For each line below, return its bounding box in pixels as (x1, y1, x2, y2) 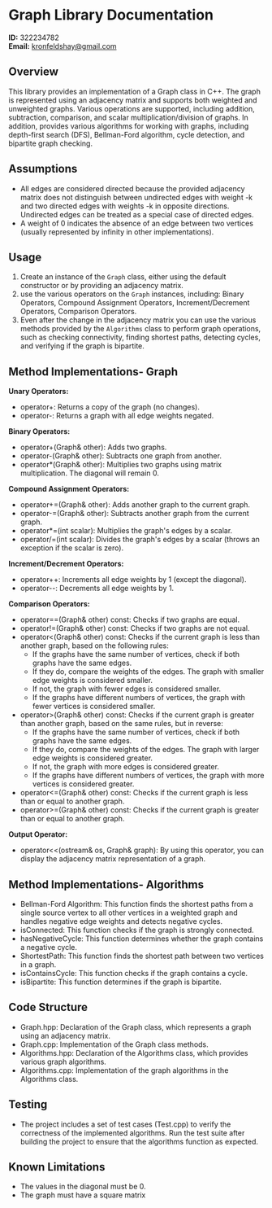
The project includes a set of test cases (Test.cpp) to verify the (19, 1119, 231, 1129)
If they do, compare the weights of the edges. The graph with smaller (32, 667, 265, 676)
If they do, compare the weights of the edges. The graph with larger (32, 745, 260, 755)
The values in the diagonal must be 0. (19, 1182, 146, 1192)
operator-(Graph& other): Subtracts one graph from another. (19, 451, 222, 461)
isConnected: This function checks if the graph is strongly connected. (19, 926, 254, 934)
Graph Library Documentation (8, 6, 214, 24)
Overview (8, 65, 59, 79)
